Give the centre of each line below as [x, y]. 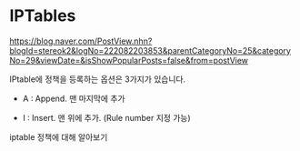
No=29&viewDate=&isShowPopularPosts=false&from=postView [129, 60]
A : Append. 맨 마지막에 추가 [74, 98]
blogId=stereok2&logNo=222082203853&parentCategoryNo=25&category [150, 50]
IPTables [43, 16]
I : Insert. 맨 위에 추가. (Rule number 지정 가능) [106, 117]
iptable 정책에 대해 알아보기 [59, 136]
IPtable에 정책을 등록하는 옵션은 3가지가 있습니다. [98, 79]
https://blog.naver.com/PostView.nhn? [81, 41]
